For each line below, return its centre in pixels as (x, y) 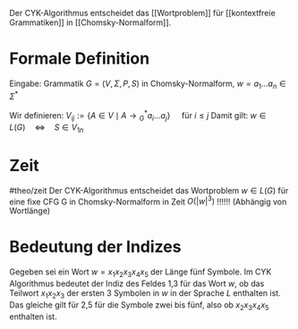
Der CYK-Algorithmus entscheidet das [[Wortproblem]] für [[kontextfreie (142, 13)
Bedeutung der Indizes (95, 247)
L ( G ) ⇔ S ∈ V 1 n (47, 128)
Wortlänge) (30, 211)
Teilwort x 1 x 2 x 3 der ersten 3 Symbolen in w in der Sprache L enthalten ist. (145, 294)
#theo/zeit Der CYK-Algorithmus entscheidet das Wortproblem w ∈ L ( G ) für (149, 190)
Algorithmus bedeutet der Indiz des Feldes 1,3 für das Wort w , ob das (137, 283)
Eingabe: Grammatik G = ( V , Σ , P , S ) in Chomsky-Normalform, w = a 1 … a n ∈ (148, 84)
